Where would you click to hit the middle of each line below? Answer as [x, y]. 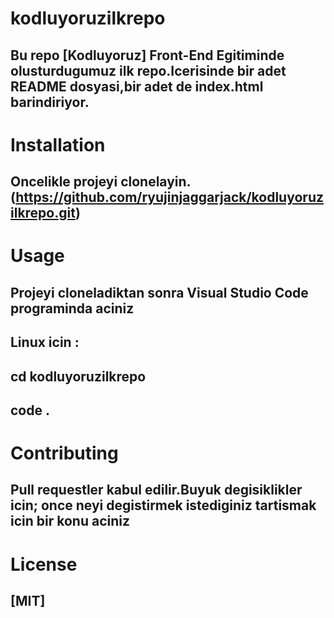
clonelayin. [156, 182]
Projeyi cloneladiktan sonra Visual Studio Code [159, 292]
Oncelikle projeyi [64, 182]
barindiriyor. [50, 102]
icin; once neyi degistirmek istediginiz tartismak [163, 505]
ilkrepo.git [43, 213]
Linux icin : [45, 342]
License [44, 564]
